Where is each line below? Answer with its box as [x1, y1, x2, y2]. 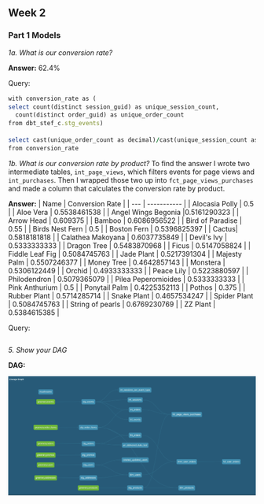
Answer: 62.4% [8, 63, 60, 72]
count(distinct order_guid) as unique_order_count [15, 111, 185, 119]
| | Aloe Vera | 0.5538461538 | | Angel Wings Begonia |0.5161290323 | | [8, 207, 240, 217]
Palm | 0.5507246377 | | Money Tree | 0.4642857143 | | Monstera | [8, 258, 225, 267]
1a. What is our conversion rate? [8, 47, 113, 57]
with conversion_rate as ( [8, 94, 97, 102]
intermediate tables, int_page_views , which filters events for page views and [8, 167, 255, 176]
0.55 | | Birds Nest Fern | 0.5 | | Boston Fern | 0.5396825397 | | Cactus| [8, 224, 238, 233]
